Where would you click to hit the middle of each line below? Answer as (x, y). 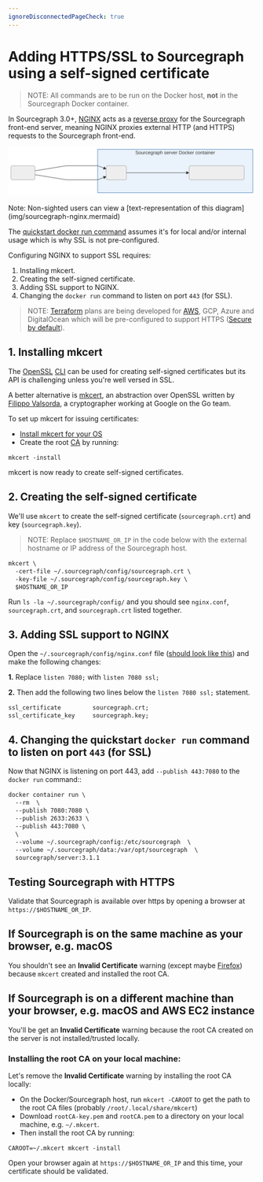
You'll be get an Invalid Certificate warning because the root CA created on (131, 1030)
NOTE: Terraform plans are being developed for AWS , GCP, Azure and (141, 310)
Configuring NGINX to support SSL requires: (80, 255)
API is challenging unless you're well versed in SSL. (91, 380)
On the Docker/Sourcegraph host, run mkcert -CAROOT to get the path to (135, 1099)
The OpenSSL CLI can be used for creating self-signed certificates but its (127, 371)
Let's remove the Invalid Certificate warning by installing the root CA (120, 1076)
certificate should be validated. (58, 1171)
